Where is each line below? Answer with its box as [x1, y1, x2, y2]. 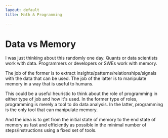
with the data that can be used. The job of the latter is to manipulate [5, 75, 147, 81]
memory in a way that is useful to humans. [5, 81, 94, 87]
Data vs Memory [5, 38, 76, 50]
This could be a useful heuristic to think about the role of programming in [5, 90, 158, 97]
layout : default [5, 7, 39, 13]
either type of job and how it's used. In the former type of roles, [5, 96, 138, 102]
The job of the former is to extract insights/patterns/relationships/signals [5, 70, 157, 76]
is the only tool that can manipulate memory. [5, 107, 98, 113]
